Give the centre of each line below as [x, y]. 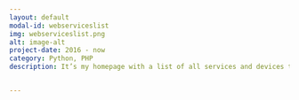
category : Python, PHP [51, 58]
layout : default [39, 17]
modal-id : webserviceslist [59, 26]
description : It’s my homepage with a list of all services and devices [147, 67]
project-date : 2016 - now [57, 50]
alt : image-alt [37, 42]
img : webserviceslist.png [57, 34]
